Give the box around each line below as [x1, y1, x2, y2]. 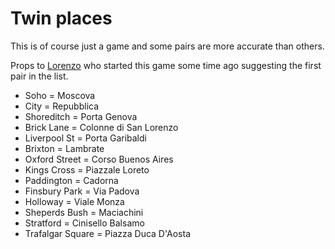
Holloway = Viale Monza [24, 195, 125, 207]
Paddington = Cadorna [24, 174, 119, 186]
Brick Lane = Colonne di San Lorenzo [24, 121, 179, 133]
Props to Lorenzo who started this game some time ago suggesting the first [10, 59, 322, 71]
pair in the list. [10, 70, 69, 82]
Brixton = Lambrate [24, 142, 105, 154]
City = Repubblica [24, 100, 100, 112]
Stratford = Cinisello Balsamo [24, 217, 145, 229]
